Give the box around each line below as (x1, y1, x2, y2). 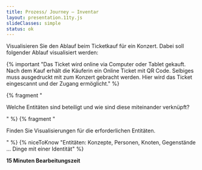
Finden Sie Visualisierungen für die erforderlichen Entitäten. (6, 127, 156, 134)
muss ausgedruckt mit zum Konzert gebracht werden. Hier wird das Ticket (6, 73, 192, 81)
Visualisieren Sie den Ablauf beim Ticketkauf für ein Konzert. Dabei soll (6, 42, 184, 50)
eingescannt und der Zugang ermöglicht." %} (6, 80, 120, 87)
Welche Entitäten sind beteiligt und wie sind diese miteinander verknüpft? (6, 104, 190, 111)
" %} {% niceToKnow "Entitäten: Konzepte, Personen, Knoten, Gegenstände (6, 139, 196, 146)
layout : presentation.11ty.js (6, 15, 83, 21)
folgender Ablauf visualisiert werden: (6, 49, 99, 56)
